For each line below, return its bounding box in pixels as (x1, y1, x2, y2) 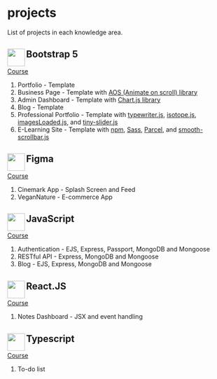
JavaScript (26, 212, 75, 225)
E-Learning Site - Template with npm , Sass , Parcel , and (17, 125, 177, 134)
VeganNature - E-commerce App (17, 193, 113, 201)
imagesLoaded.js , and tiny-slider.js (17, 118, 118, 126)
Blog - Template (17, 103, 64, 111)
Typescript (26, 333, 75, 345)
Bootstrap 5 (26, 48, 78, 60)
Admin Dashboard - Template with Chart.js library (17, 95, 161, 104)
